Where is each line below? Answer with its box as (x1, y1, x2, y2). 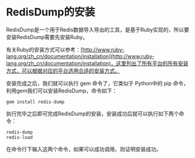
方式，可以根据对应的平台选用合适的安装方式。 (6, 67, 120, 74)
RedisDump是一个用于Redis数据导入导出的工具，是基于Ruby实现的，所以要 (6, 26, 190, 33)
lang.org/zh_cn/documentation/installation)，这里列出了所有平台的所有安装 (6, 60, 188, 67)
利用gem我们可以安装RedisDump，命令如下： (6, 87, 118, 94)
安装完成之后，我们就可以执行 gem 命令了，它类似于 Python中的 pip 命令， (6, 79, 189, 86)
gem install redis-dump (6, 99, 65, 105)
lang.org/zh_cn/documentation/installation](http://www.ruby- (6, 53, 155, 60)
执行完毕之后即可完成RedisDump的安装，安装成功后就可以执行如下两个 (6, 110, 179, 117)
